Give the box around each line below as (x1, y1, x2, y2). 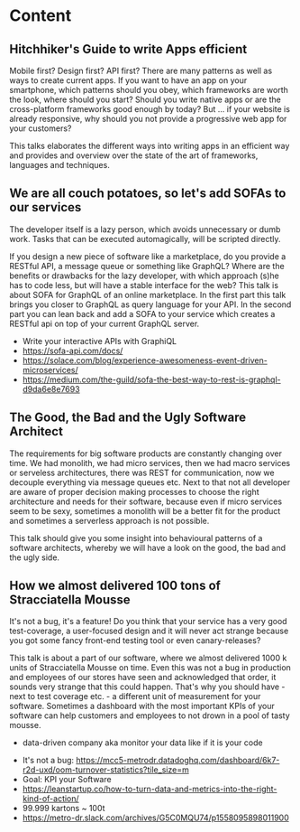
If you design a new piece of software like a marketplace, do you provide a (9, 250, 286, 262)
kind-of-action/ (22, 793, 79, 804)
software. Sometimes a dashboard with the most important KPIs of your (9, 701, 275, 712)
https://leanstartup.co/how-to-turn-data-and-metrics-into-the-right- (22, 783, 277, 795)
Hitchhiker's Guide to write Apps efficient (9, 42, 248, 57)
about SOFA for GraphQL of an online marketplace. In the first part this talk (9, 289, 286, 300)
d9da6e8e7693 (22, 383, 80, 394)
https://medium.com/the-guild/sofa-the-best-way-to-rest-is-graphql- (22, 374, 281, 385)
